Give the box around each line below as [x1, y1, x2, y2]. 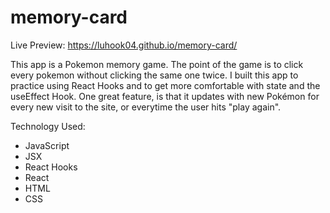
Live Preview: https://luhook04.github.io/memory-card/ [10, 39, 238, 51]
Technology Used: [10, 120, 86, 132]
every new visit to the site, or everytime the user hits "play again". [10, 101, 282, 113]
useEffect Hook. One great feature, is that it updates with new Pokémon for [10, 90, 320, 102]
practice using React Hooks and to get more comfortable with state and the [10, 79, 321, 91]
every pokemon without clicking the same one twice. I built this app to [10, 69, 299, 81]
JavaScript [24, 139, 70, 151]
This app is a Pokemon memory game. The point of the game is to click [10, 58, 304, 70]
